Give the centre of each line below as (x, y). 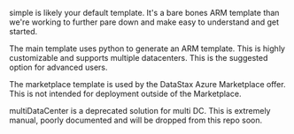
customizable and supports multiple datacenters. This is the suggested (139, 58)
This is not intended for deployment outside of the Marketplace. (125, 93)
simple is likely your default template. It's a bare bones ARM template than (144, 13)
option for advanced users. (58, 67)
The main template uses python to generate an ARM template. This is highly (147, 48)
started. (23, 31)
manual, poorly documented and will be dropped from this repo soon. (136, 120)
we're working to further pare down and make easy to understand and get (144, 22)
